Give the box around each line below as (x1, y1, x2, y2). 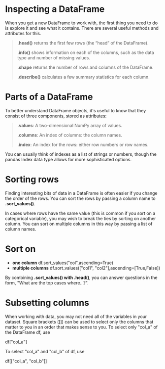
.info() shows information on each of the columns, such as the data (17, 49, 154, 55)
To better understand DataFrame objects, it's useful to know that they (5, 107, 146, 113)
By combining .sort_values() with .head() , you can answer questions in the (5, 275, 158, 280)
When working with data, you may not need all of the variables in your (5, 313, 147, 320)
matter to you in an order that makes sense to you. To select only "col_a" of (5, 324, 158, 330)
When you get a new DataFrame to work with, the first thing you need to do (5, 20, 158, 26)
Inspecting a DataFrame (5, 3, 105, 15)
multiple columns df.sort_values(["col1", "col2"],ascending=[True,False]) (12, 265, 161, 271)
